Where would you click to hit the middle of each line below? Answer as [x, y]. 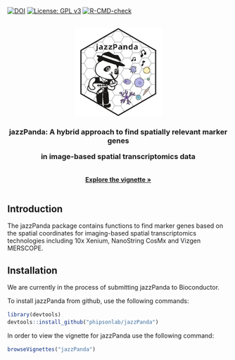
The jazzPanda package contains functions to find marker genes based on [115, 226]
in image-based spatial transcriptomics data [118, 157]
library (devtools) [34, 315]
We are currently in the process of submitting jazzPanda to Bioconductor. [114, 288]
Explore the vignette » [118, 179]
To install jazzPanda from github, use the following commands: [98, 301]
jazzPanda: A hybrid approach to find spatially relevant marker [118, 131]
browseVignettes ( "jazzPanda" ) [52, 349]
